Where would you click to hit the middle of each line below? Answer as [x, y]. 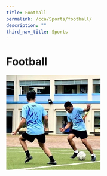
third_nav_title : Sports [37, 32]
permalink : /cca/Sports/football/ [49, 19]
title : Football [26, 13]
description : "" [26, 25]
